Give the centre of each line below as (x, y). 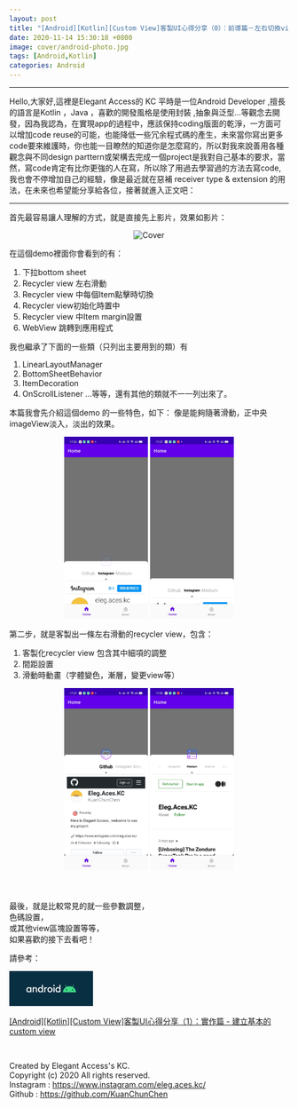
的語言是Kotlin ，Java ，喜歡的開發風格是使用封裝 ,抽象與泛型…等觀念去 (141, 112)
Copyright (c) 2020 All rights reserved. (80, 1075)
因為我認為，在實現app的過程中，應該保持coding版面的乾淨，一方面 (149, 123)
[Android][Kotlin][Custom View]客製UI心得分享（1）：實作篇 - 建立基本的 (140, 1022)
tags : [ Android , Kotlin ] (53, 56)
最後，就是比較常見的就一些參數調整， (79, 906)
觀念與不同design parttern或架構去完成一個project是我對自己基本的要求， (143, 157)
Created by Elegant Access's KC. (70, 1066)
